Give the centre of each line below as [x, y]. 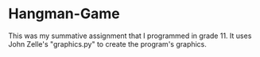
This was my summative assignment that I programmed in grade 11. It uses [130, 36]
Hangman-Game [64, 14]
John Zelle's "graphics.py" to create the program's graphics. [107, 44]
